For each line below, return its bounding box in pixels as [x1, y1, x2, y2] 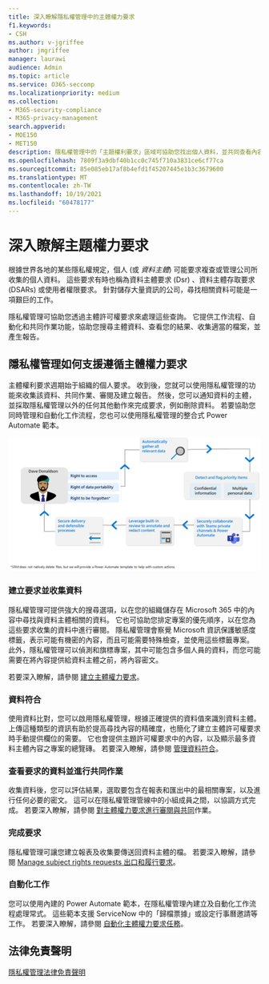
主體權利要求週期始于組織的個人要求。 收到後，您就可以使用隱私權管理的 [8, 380, 249, 390]
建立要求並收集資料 [8, 585, 82, 596]
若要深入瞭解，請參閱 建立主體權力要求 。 [8, 672, 144, 681]
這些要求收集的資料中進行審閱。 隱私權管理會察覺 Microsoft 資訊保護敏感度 [8, 625, 256, 634]
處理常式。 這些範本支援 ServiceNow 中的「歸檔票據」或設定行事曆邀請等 [14, 909, 259, 918]
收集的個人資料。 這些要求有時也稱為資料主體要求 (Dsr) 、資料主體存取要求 [8, 275, 255, 284]
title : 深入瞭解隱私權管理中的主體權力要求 [8, 13, 135, 21]
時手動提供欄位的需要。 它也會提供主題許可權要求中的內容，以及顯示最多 [8, 733, 249, 743]
